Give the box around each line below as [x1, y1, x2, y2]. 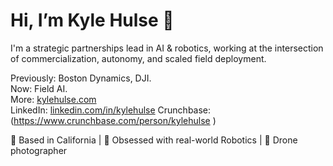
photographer [10, 144, 68, 156]
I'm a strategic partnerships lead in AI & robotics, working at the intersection [10, 42, 324, 54]
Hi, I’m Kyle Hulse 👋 [10, 9, 175, 32]
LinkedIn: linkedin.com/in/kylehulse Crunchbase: [10, 104, 212, 116]
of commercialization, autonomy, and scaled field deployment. [10, 52, 267, 64]
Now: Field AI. [10, 82, 68, 94]
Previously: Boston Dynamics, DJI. [10, 72, 152, 84]
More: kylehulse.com [10, 93, 97, 105]
